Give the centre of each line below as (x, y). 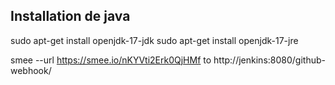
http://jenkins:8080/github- (269, 60)
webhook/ (31, 70)
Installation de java (70, 16)
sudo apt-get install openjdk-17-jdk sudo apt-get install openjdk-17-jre (154, 40)
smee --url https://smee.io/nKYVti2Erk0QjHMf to (111, 60)
